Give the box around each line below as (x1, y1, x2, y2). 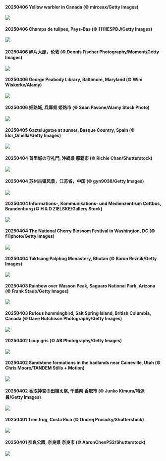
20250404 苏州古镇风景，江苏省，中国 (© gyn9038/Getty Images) (5, 178, 144, 184)
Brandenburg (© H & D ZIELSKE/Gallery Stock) (5, 206, 103, 212)
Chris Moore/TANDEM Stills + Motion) (5, 365, 85, 371)
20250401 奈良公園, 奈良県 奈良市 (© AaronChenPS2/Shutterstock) (5, 439, 146, 445)
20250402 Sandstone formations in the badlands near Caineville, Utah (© (5, 360, 161, 366)
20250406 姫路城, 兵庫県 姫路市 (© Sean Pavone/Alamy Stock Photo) (5, 104, 150, 110)
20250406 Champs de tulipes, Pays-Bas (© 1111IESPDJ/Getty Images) (5, 26, 153, 32)
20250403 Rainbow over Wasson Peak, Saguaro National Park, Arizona (5, 282, 156, 288)
